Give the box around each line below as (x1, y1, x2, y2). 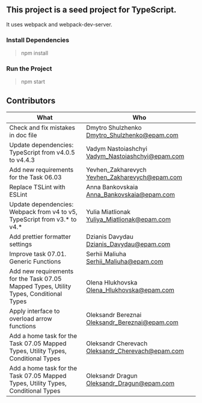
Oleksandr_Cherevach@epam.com (86, 347, 185, 355)
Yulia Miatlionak (86, 208, 131, 216)
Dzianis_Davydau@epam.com (86, 240, 171, 248)
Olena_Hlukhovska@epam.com (86, 286, 174, 294)
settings (9, 240, 32, 248)
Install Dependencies (6, 35, 70, 44)
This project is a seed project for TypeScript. (6, 5, 177, 15)
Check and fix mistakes (9, 123, 75, 132)
